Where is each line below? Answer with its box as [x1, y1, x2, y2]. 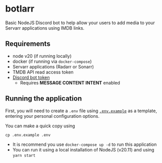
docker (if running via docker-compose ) [12, 58, 92, 64]
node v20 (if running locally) [12, 53, 72, 59]
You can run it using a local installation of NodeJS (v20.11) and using [12, 146, 155, 152]
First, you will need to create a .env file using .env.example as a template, [5, 108, 157, 114]
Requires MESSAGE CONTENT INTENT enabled [20, 79, 120, 86]
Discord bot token [12, 74, 50, 80]
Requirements [5, 40, 50, 48]
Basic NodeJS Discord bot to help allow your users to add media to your [5, 20, 155, 26]
